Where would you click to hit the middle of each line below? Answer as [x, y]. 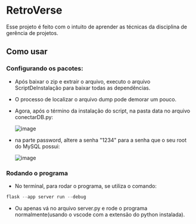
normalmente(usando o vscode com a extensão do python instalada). [100, 215]
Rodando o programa [37, 173]
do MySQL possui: [37, 146]
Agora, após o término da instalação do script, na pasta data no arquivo [102, 111]
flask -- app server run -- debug [46, 197]
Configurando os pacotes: [45, 69]
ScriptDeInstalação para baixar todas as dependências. [83, 88]
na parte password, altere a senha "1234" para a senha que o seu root [101, 140]
